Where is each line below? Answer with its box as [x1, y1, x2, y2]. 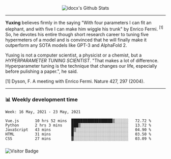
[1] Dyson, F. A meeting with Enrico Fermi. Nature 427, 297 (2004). [5, 78, 145, 84]
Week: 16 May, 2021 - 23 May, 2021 [5, 109, 81, 114]
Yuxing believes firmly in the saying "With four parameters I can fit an [5, 20, 152, 25]
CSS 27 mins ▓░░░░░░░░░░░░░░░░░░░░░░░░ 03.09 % [5, 136, 152, 141]
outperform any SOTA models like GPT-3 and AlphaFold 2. [5, 42, 127, 48]
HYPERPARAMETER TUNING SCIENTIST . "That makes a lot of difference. [5, 57, 159, 63]
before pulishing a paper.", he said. [5, 68, 78, 74]
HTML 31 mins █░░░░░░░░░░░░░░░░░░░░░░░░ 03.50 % [5, 131, 152, 137]
